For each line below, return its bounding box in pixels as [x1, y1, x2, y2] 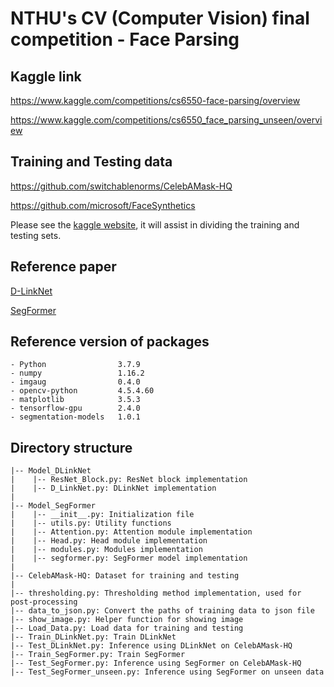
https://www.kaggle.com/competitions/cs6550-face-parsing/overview [10, 95, 301, 106]
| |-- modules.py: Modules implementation [10, 545, 203, 555]
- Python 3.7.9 [10, 360, 141, 370]
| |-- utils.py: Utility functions [10, 518, 172, 529]
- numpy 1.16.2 [10, 368, 145, 379]
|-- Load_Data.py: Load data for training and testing [10, 623, 244, 634]
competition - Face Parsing [10, 28, 240, 51]
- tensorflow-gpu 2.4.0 [10, 403, 141, 414]
